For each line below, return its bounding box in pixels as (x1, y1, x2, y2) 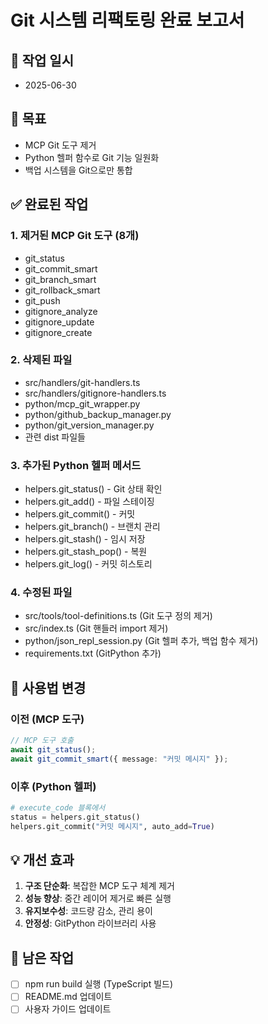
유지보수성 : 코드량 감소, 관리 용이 (24, 905, 153, 917)
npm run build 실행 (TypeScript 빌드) (24, 978, 174, 990)
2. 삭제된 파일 (10, 353, 73, 367)
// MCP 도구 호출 (10, 736, 75, 746)
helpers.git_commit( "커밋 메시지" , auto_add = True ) (10, 821, 215, 831)
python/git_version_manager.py (24, 419, 155, 431)
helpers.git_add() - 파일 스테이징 (24, 496, 155, 508)
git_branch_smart (24, 273, 97, 285)
